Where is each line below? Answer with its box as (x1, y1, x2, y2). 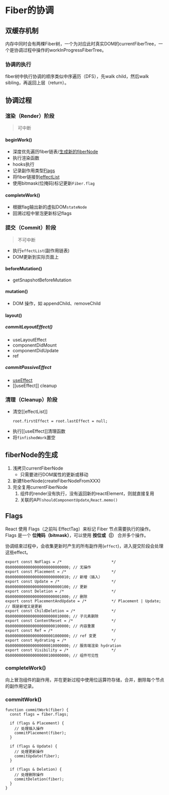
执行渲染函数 (12, 155, 39, 161)
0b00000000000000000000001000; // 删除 (5, 594, 88, 599)
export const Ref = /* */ (5, 628, 116, 633)
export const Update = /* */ (5, 579, 116, 584)
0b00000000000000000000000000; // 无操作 (5, 565, 91, 570)
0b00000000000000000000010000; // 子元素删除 (5, 613, 99, 619)
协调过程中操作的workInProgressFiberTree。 (14, 47, 107, 53)
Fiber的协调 (5, 5, 54, 16)
